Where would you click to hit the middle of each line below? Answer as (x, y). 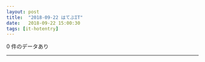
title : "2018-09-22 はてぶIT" (45, 17)
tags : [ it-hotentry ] (33, 29)
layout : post (23, 12)
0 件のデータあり (27, 46)
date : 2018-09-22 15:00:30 (43, 23)
